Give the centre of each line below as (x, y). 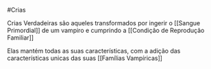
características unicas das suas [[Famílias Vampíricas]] (85, 58)
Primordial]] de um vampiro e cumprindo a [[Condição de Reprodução (106, 30)
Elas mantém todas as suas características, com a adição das (94, 51)
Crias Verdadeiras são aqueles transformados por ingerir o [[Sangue (104, 23)
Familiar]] (21, 38)
